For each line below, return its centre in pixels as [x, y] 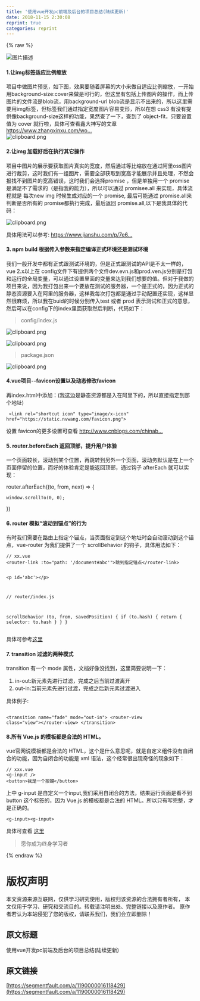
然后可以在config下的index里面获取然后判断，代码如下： [75, 308]
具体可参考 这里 [24, 639]
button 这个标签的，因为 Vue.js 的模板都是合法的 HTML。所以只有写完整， [97, 801]
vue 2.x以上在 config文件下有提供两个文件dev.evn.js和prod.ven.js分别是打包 [99, 271]
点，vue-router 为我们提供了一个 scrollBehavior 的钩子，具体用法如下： [94, 545]
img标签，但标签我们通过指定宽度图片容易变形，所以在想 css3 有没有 [101, 109]
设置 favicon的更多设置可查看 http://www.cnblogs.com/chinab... [85, 431]
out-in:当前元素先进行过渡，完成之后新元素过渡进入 [78, 688]
